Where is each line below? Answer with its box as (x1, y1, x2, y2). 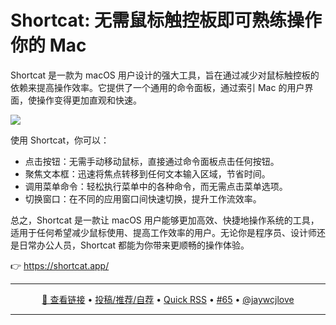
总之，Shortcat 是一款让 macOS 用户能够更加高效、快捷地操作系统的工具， (10, 214, 320, 226)
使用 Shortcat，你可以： (10, 134, 110, 146)
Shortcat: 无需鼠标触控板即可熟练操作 (10, 9, 323, 32)
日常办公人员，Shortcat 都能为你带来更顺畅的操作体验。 (18, 239, 250, 251)
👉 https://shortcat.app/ (10, 259, 110, 271)
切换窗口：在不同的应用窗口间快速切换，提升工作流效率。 (24, 192, 262, 205)
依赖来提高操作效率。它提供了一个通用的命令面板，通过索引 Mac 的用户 (10, 81, 305, 93)
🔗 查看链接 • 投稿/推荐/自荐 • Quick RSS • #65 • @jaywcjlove (41, 293, 295, 305)
